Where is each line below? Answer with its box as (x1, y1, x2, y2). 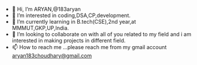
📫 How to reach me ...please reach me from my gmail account (11, 44, 167, 50)
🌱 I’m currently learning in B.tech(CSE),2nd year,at (11, 18, 137, 25)
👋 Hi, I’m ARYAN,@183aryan (11, 6, 81, 12)
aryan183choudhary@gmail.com (11, 52, 92, 59)
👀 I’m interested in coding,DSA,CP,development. (11, 12, 131, 19)
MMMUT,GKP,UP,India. (11, 24, 69, 31)
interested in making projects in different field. (11, 37, 126, 44)
